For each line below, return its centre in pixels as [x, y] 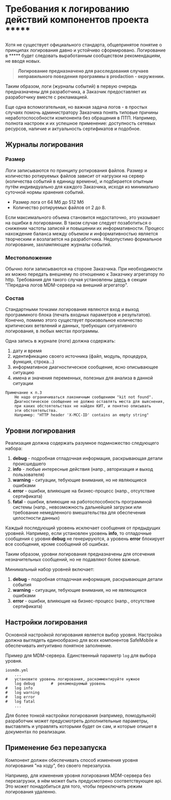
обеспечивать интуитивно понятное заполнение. [59, 645]
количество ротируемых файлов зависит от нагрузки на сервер [75, 176]
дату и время [27, 351]
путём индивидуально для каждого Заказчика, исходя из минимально [82, 186]
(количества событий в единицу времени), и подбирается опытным [79, 181]
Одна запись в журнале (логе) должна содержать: [60, 341]
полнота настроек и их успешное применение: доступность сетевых [80, 123]
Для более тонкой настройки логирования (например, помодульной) [81, 715]
